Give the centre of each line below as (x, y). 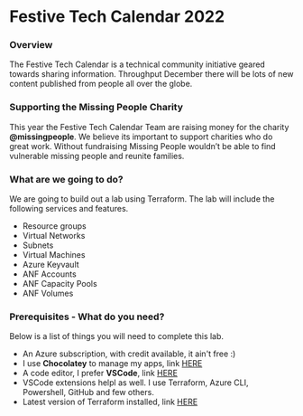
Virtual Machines (54, 255)
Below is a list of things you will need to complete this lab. (116, 336)
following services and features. (69, 209)
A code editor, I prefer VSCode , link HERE (100, 373)
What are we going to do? (66, 179)
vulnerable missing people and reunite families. (97, 156)
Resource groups (55, 226)
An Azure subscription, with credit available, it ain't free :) (129, 354)
